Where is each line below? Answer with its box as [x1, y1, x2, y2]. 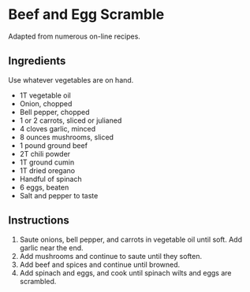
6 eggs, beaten [19, 183, 69, 192]
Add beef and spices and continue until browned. [19, 260, 181, 269]
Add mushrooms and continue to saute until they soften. [19, 251, 203, 261]
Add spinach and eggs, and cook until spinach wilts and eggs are [19, 268, 232, 277]
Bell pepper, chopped [19, 107, 90, 116]
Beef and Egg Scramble [8, 6, 165, 24]
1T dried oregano [19, 165, 76, 175]
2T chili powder [19, 149, 71, 158]
